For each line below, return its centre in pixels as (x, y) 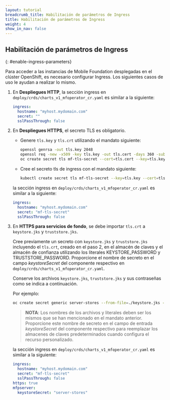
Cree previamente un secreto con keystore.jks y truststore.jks (80, 242)
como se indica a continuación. (45, 284)
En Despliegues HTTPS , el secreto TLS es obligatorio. (69, 130)
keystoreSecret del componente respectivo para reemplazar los (91, 329)
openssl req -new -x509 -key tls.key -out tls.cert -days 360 (87, 155)
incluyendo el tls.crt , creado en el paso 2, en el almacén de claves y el (88, 247)
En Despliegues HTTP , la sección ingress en (59, 92)
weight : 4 (16, 24)
